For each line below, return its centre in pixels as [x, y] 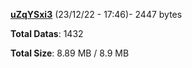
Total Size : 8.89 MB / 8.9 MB [70, 53]
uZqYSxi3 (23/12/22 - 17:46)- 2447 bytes [96, 14]
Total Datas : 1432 [47, 33]
